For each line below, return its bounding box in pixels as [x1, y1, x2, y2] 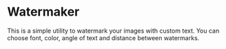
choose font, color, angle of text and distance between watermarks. [7, 33, 200, 42]
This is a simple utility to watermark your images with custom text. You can [7, 27, 220, 35]
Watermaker [7, 4, 80, 20]
